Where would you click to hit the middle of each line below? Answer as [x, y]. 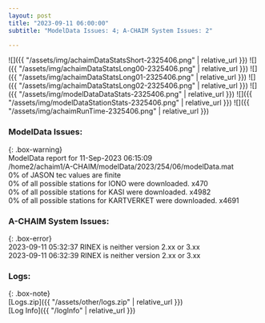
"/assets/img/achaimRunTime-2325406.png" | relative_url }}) [109, 111]
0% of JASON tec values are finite [65, 175]
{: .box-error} [30, 238]
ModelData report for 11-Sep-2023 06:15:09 [80, 158]
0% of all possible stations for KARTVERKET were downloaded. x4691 [124, 200]
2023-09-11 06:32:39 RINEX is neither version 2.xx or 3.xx [104, 255]
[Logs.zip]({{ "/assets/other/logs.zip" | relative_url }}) [96, 302]
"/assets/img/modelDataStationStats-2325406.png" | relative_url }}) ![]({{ [129, 103]
